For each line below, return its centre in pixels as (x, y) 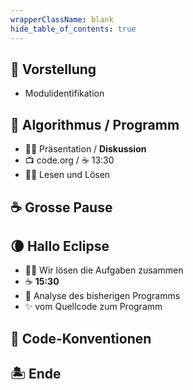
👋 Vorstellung (53, 69)
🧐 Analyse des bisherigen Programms (102, 296)
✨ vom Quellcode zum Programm (93, 307)
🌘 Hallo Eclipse (60, 246)
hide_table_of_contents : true (73, 29)
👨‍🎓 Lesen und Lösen (67, 175)
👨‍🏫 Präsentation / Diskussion (85, 149)
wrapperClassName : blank (62, 19)
